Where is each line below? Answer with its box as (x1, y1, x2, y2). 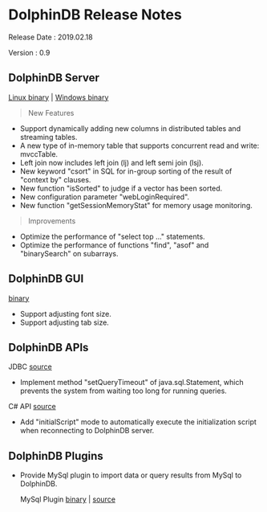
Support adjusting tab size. (19, 317, 110, 327)
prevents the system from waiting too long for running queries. (19, 386, 227, 395)
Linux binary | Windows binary (8, 92, 109, 102)
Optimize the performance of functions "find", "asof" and (19, 240, 209, 250)
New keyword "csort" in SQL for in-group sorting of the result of (19, 166, 233, 176)
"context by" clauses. (19, 174, 91, 184)
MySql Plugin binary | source (19, 494, 116, 504)
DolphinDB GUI (8, 272, 84, 286)
